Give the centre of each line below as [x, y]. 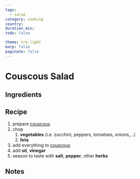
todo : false [17, 33]
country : [14, 24]
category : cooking [24, 19]
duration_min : [20, 29]
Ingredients [23, 95]
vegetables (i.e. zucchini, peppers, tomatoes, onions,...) [78, 135]
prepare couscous [31, 124]
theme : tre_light [23, 42]
